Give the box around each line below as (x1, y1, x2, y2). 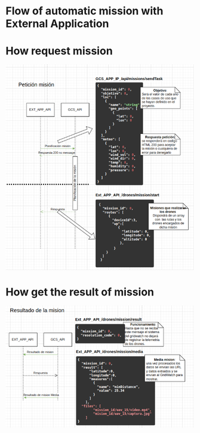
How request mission (5, 44, 113, 58)
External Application (5, 17, 109, 31)
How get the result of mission (5, 285, 155, 298)
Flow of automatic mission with (5, 4, 164, 18)
